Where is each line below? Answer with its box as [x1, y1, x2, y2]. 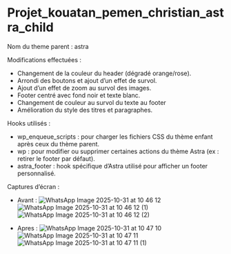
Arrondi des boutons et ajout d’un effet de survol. [17, 76, 157, 84]
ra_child [7, 19, 54, 35]
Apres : [17, 224, 38, 232]
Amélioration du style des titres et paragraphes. [17, 106, 153, 114]
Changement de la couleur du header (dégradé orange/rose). [17, 69, 192, 77]
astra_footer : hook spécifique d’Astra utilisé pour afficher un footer [17, 162, 208, 170]
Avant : [17, 195, 37, 204]
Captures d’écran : [7, 182, 60, 190]
